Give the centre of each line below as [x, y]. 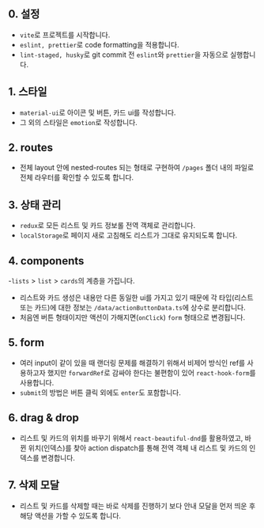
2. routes [31, 148]
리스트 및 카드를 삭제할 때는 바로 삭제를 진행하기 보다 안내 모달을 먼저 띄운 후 [138, 506]
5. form [26, 343]
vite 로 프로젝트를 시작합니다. [65, 35]
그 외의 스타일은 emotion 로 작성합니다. [79, 122]
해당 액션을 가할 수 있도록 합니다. [70, 515]
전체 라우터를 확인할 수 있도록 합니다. [77, 177]
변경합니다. [58, 458]
